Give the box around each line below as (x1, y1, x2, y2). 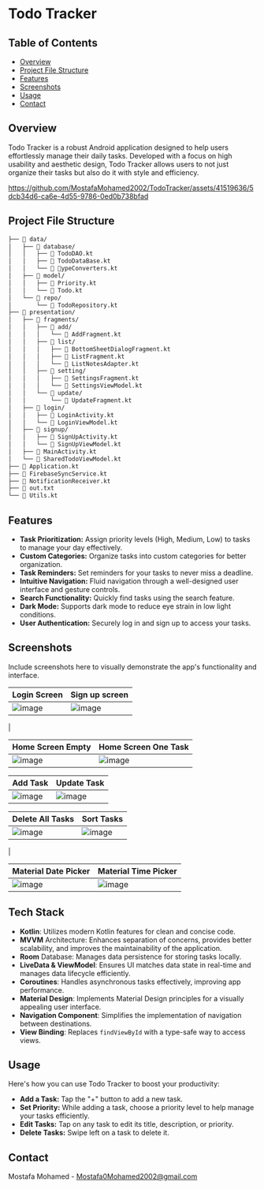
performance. (19, 985, 65, 994)
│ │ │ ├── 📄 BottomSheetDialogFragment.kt (8, 345, 171, 353)
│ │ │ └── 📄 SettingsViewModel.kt (8, 382, 143, 390)
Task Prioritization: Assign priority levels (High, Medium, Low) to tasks (19, 534, 251, 544)
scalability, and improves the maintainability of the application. (19, 943, 222, 952)
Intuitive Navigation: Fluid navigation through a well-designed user (19, 576, 239, 586)
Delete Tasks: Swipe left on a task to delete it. (19, 1128, 169, 1138)
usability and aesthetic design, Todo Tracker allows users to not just (8, 159, 229, 169)
